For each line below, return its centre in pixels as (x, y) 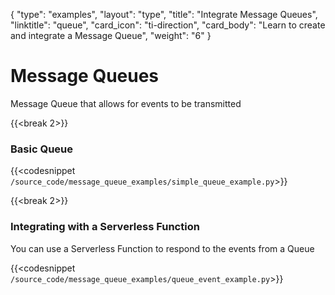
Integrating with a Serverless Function (105, 227)
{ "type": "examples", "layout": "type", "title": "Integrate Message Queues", (164, 14)
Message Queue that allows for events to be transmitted (126, 103)
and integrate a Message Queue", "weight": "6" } (111, 35)
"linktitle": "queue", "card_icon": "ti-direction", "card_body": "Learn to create (168, 25)
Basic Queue (41, 149)
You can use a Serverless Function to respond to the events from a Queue (162, 248)
